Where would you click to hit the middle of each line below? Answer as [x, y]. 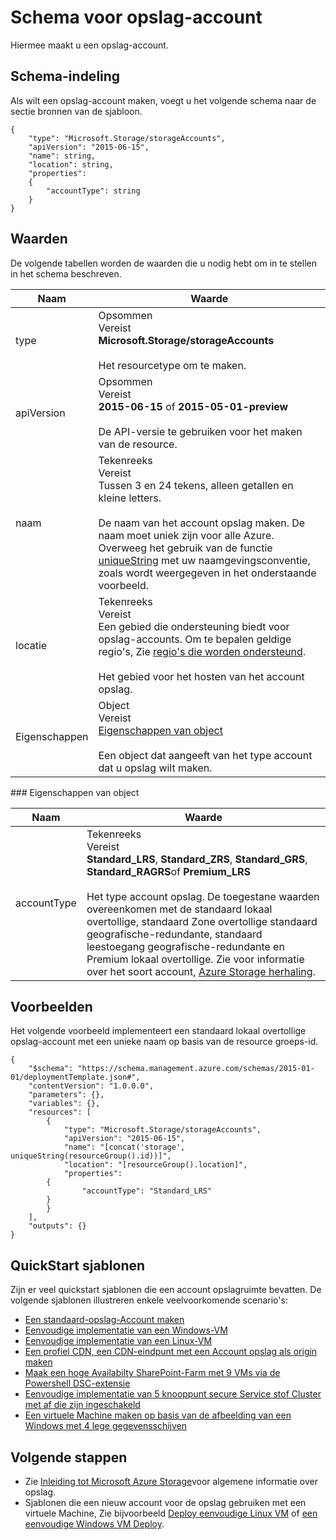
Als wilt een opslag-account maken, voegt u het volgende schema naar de [163, 100]
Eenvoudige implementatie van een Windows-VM [126, 1330]
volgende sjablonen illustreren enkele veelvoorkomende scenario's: [149, 1300]
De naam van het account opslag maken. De [202, 523]
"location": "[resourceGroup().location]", [155, 1165]
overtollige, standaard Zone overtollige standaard [202, 921]
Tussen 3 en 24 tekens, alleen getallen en [196, 485]
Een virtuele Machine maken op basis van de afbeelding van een [158, 1415]
